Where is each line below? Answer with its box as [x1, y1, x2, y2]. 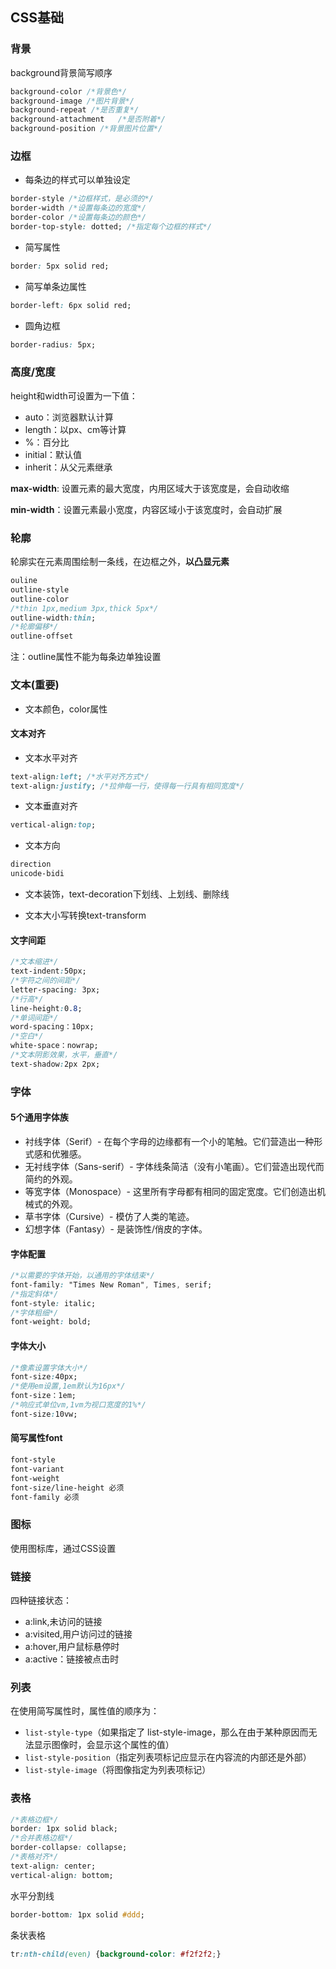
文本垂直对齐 [24, 800, 78, 812]
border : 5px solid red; [10, 261, 110, 271]
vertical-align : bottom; [10, 1870, 114, 1880]
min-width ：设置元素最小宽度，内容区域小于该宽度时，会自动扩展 [10, 503, 283, 515]
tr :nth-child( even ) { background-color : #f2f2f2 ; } [10, 1949, 222, 1959]
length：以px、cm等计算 [24, 423, 127, 435]
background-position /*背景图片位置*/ [10, 124, 163, 134]
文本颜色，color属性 [24, 703, 108, 715]
